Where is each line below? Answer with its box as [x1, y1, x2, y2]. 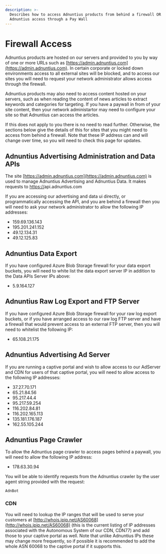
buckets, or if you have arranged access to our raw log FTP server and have [5, 315, 161, 322]
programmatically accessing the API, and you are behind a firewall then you [5, 199, 160, 205]
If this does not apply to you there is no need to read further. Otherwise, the [5, 122, 160, 128]
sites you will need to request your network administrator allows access [5, 76, 152, 82]
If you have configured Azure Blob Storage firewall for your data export [5, 263, 151, 269]
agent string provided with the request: [5, 479, 85, 485]
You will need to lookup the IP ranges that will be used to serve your [5, 511, 145, 517]
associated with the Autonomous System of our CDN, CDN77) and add [5, 527, 150, 533]
